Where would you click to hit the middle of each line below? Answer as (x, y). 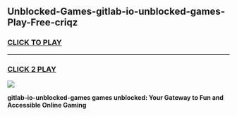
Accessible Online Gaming (47, 105)
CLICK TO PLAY (35, 43)
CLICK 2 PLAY (32, 69)
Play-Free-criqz (43, 23)
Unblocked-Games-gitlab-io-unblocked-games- (116, 12)
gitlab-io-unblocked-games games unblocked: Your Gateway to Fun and (116, 97)
